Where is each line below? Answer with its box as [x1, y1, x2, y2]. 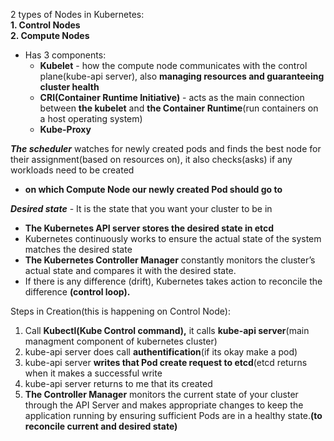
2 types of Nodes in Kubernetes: [10, 9, 145, 20]
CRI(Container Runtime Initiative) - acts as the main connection [39, 92, 305, 103]
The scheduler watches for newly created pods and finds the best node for [10, 143, 322, 154]
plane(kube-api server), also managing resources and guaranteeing [39, 70, 325, 82]
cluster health [39, 81, 100, 93]
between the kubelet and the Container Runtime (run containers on [39, 102, 319, 114]
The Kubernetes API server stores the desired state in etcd [24, 222, 275, 234]
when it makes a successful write [24, 367, 163, 379]
